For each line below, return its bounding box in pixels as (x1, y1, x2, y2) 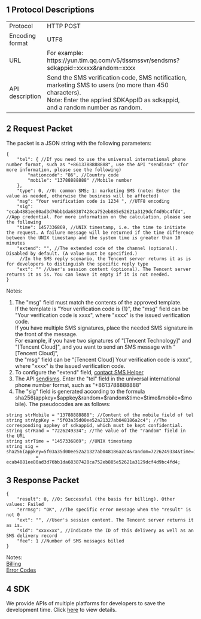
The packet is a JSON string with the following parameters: (6, 139, 152, 147)
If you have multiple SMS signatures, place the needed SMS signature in (14, 324, 193, 331)
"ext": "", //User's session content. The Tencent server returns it (17, 517, 194, 523)
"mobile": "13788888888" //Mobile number (28, 177, 133, 183)
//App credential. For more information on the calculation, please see (6, 214, 191, 220)
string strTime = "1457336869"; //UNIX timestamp (6, 438, 133, 444)
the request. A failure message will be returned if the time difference (6, 230, 194, 236)
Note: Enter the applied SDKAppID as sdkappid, (47, 96, 180, 104)
